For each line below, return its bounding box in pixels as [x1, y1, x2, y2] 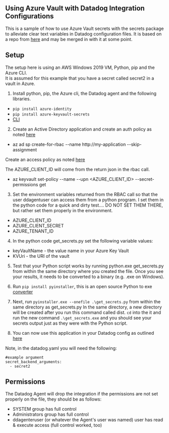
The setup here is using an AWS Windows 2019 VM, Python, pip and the [5, 64, 155, 70]
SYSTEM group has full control [12, 406, 77, 412]
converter [12, 289, 33, 295]
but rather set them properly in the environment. [12, 207, 113, 213]
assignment [12, 146, 37, 152]
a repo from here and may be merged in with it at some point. [5, 36, 133, 42]
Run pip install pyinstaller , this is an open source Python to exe [12, 283, 152, 289]
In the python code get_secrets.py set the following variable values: [12, 238, 153, 244]
